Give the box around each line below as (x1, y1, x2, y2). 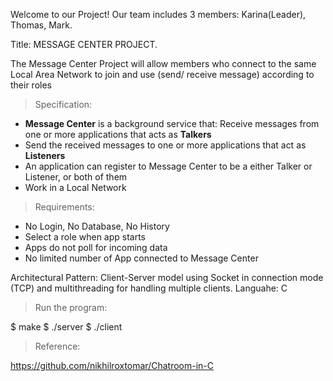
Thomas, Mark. (10, 19, 73, 31)
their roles (10, 79, 52, 91)
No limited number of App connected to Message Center (24, 252, 259, 264)
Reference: (34, 340, 81, 352)
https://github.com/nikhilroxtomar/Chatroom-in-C (10, 360, 214, 371)
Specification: (34, 99, 93, 110)
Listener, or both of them (24, 171, 128, 183)
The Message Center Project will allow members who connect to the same (10, 58, 317, 69)
